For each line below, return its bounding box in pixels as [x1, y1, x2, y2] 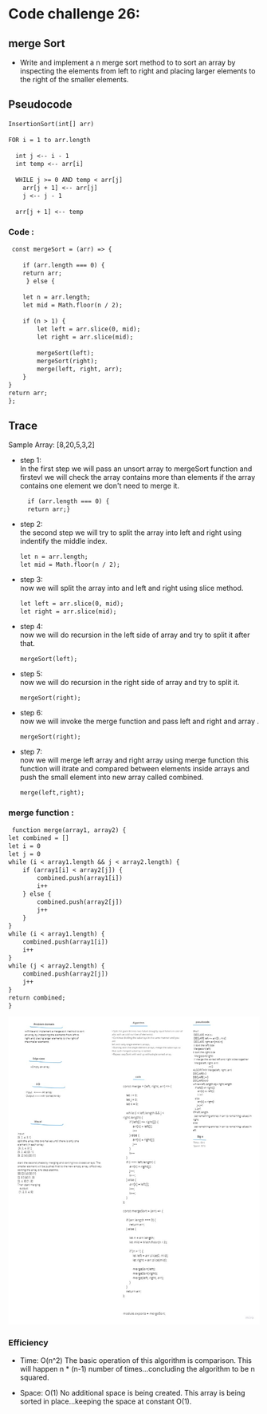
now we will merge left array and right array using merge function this [19, 755, 249, 765]
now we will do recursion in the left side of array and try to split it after [19, 630, 250, 640]
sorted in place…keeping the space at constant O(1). [19, 1396, 192, 1406]
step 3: [19, 574, 43, 584]
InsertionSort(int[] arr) [8, 120, 94, 128]
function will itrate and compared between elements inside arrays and [19, 763, 249, 773]
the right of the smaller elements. [19, 75, 129, 84]
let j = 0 [8, 850, 41, 858]
